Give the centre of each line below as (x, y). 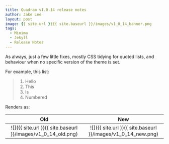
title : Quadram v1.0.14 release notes (46, 10)
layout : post (19, 19)
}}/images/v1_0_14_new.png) (123, 134)
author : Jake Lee (23, 14)
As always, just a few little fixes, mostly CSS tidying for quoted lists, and (80, 56)
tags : (11, 28)
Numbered (36, 97)
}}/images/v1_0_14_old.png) (44, 134)
